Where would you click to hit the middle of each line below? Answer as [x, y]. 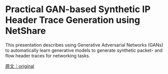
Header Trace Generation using [73, 20]
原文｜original [20, 66]
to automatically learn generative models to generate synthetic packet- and [84, 50]
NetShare [26, 31]
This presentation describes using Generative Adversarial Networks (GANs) [84, 45]
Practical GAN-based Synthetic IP [78, 9]
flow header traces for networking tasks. [48, 55]
